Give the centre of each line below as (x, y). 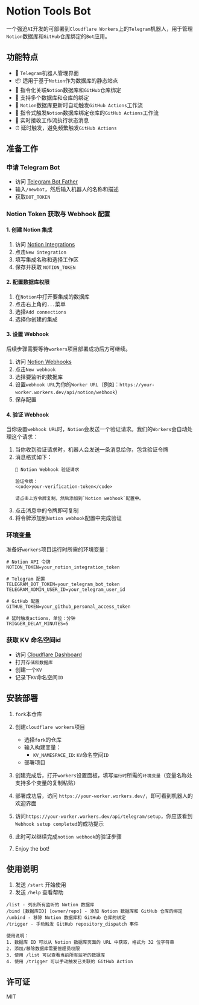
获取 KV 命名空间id (34, 640)
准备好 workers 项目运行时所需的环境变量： (58, 550)
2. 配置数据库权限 (28, 282)
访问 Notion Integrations (45, 244)
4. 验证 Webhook (28, 414)
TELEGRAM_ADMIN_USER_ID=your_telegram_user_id (66, 590)
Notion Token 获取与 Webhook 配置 (58, 214)
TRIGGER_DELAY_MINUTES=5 (37, 624)
